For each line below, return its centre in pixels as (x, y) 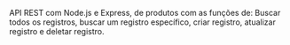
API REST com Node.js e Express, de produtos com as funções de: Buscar (145, 13)
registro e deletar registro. (57, 31)
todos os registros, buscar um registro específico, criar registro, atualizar (143, 22)
